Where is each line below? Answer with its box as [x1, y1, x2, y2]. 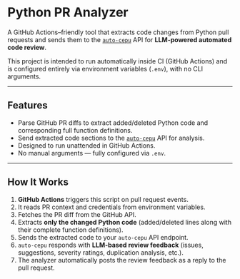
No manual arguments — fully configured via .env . [17, 148, 166, 157]
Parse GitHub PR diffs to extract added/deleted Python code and [17, 118, 209, 127]
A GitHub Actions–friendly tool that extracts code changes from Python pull [7, 28, 229, 36]
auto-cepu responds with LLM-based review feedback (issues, [17, 240, 204, 249]
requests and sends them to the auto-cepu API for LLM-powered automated [7, 35, 232, 44]
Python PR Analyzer [7, 4, 129, 21]
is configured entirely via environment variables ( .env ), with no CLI [7, 64, 204, 73]
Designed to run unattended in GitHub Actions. [17, 141, 156, 150]
